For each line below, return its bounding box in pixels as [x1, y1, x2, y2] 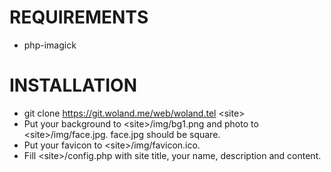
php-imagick [23, 39, 77, 51]
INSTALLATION [9, 74, 137, 97]
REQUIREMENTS [9, 6, 149, 29]
